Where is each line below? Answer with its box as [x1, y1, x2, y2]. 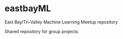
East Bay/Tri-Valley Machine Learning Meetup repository [4, 19, 118, 25]
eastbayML [4, 3, 51, 14]
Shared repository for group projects [4, 28, 79, 34]
